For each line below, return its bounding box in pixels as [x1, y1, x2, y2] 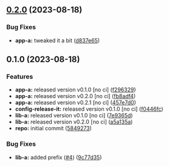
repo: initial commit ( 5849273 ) [15, 125, 92, 132]
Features [6, 73, 33, 80]
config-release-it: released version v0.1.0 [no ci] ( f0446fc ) [15, 105, 164, 113]
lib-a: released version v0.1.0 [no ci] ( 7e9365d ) [15, 112, 133, 119]
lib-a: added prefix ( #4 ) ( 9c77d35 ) [15, 154, 102, 161]
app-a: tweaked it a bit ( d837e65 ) [15, 36, 100, 44]
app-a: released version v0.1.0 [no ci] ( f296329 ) [15, 86, 136, 93]
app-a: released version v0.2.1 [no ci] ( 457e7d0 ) [15, 99, 137, 106]
